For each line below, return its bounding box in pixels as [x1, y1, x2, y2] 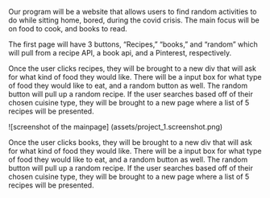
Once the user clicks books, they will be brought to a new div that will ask [8, 138, 252, 147]
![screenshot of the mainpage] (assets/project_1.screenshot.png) [8, 122, 223, 131]
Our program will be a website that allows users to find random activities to [8, 7, 257, 16]
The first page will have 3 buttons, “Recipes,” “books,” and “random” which [8, 39, 258, 49]
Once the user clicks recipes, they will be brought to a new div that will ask [8, 64, 256, 73]
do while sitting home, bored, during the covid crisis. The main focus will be [8, 15, 260, 25]
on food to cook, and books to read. [8, 24, 127, 33]
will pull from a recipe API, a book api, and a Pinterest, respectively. [8, 48, 232, 57]
